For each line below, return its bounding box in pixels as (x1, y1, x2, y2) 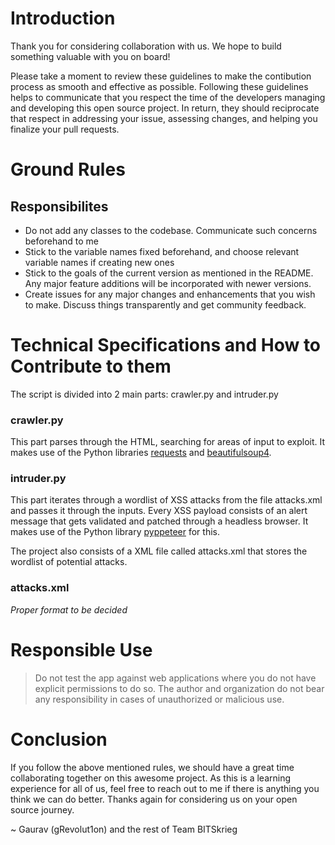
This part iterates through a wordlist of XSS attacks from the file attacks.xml (10, 494, 323, 506)
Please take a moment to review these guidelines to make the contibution (10, 70, 312, 82)
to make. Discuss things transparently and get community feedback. (24, 298, 307, 311)
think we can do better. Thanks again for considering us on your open (10, 793, 298, 805)
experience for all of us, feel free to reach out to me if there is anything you (10, 782, 320, 794)
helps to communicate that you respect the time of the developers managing (10, 91, 326, 103)
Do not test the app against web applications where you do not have (34, 672, 317, 684)
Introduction (10, 7, 116, 30)
